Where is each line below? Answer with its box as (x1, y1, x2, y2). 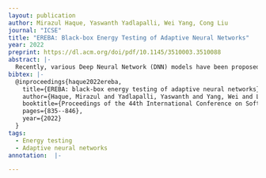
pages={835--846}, (22, 108, 83, 116)
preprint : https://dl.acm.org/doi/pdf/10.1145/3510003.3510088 (8, 48, 222, 56)
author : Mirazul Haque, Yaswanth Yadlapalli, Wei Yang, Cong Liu (8, 19, 228, 27)
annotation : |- (8, 151, 62, 159)
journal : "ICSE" (8, 26, 62, 34)
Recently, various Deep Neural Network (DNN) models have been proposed (15, 63, 260, 71)
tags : (8, 129, 26, 137)
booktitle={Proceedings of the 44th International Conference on (22, 100, 243, 108)
